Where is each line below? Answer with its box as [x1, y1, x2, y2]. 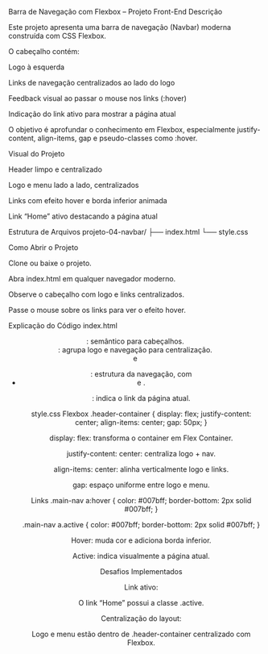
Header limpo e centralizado [8, 165, 103, 174]
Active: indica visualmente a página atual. [72, 552, 211, 560]
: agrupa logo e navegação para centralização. [57, 345, 213, 354]
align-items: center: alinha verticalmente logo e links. [53, 464, 229, 474]
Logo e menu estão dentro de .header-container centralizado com [31, 629, 251, 639]
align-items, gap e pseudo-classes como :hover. [37, 133, 198, 143]
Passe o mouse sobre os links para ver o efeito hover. [8, 306, 187, 315]
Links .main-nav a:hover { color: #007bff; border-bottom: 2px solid [31, 496, 252, 505]
